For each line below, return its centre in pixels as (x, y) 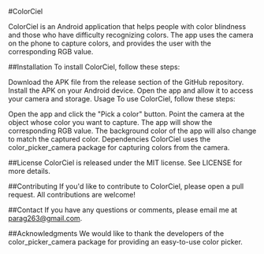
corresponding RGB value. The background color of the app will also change (132, 131)
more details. (30, 171)
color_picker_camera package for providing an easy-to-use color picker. (125, 242)
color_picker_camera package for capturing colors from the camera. (119, 147)
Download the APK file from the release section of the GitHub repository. (126, 82)
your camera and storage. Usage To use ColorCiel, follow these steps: (122, 99)
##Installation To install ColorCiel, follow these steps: (94, 67)
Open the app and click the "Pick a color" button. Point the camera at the (126, 114)
